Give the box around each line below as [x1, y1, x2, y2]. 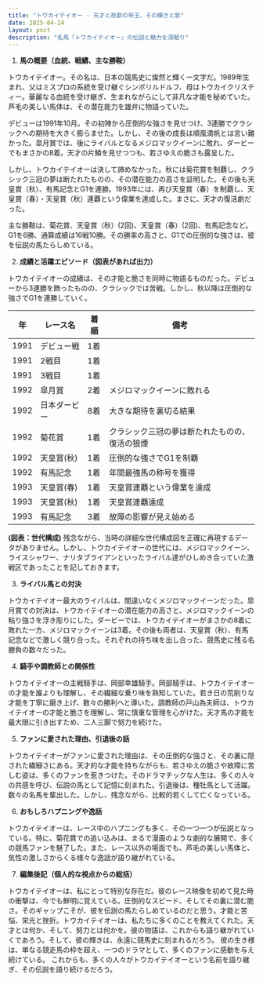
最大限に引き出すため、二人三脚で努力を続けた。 [8, 717, 166, 727]
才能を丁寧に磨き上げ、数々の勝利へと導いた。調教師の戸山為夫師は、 [8, 698, 234, 707]
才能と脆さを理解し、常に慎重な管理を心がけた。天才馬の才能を [49, 708, 255, 717]
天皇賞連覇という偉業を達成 [109, 482, 211, 493]
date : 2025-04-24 [8, 19, 65, 27]
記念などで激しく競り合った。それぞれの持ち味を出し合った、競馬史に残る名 [8, 635, 255, 644]
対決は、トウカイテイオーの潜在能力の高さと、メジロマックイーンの [34, 606, 254, 615]
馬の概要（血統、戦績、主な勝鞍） [19, 56, 130, 65]
